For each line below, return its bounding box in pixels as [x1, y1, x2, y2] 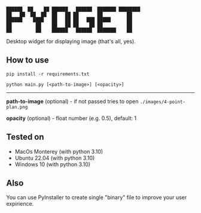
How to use [6, 55, 49, 65]
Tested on [6, 132, 44, 142]
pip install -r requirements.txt [6, 71, 90, 77]
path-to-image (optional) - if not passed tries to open [6, 97, 139, 105]
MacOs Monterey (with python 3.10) [14, 148, 103, 155]
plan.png [6, 104, 28, 110]
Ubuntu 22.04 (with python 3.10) [14, 154, 95, 161]
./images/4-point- [139, 98, 186, 105]
